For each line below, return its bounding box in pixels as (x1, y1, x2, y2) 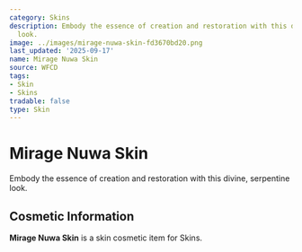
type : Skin (9, 105, 50, 114)
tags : (9, 72, 30, 81)
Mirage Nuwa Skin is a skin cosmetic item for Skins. (9, 232, 203, 243)
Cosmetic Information (9, 208, 135, 224)
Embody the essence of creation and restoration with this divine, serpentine (9, 173, 290, 184)
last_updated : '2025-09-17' (9, 47, 115, 56)
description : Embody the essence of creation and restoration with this (9, 22, 288, 30)
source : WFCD (9, 64, 58, 73)
